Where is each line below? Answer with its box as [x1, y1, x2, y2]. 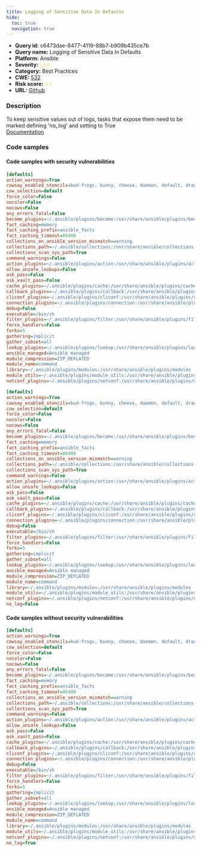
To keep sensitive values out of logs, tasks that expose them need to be [6, 115, 183, 123]
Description [6, 102, 41, 110]
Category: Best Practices [14, 67, 78, 75]
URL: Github [14, 87, 45, 94]
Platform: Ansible [14, 55, 59, 62]
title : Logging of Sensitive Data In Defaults [6, 8, 124, 15]
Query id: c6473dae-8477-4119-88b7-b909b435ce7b [14, 42, 150, 49]
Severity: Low [14, 61, 51, 68]
